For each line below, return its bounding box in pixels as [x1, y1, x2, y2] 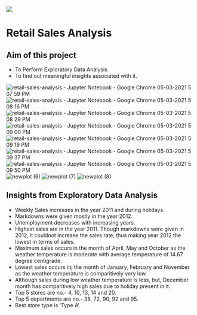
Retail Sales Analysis [6, 26, 112, 40]
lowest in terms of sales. [14, 238, 75, 245]
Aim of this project [6, 50, 76, 60]
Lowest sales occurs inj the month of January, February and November [14, 263, 190, 271]
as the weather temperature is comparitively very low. [14, 269, 147, 277]
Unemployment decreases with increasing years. [14, 219, 136, 226]
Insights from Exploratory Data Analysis [6, 190, 158, 201]
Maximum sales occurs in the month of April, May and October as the [14, 244, 186, 252]
